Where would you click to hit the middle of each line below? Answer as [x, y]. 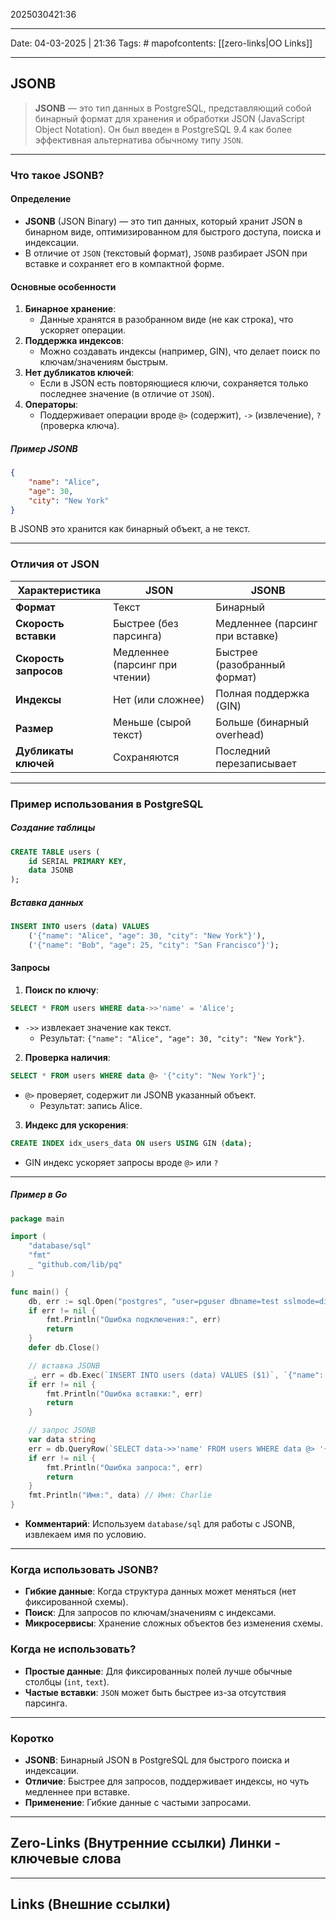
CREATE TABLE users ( [55, 852]
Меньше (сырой [152, 722]
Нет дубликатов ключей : [79, 373]
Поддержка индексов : [74, 341]
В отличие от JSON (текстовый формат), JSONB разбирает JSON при [166, 253]
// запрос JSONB [62, 1430]
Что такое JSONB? [57, 175]
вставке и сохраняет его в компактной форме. [124, 263]
